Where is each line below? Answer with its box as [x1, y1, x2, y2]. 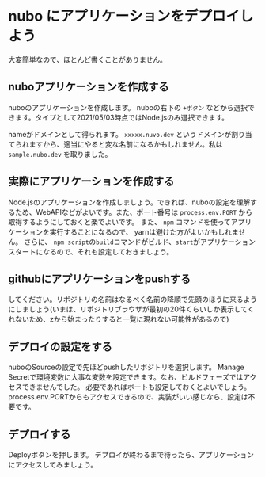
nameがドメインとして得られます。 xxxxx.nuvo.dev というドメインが [8, 129, 232, 139]
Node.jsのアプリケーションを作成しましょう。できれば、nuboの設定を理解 [8, 197, 251, 207]
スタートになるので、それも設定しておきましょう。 [8, 246, 174, 256]
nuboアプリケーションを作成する [8, 80, 169, 93]
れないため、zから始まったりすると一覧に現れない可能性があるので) [8, 315, 229, 324]
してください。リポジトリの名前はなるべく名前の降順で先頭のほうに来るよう [8, 295, 258, 304]
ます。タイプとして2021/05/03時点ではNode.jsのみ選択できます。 [14, 113, 229, 122]
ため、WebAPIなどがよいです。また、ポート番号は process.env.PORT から [14, 207, 253, 216]
